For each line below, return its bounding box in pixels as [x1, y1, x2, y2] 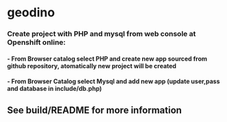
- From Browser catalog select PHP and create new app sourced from [7, 55, 207, 63]
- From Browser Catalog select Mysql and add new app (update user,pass [7, 77, 220, 86]
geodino [7, 5, 55, 20]
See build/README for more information [7, 104, 183, 116]
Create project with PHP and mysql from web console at [7, 29, 196, 39]
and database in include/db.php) [7, 85, 103, 93]
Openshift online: [7, 37, 66, 47]
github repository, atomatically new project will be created [7, 61, 176, 70]
